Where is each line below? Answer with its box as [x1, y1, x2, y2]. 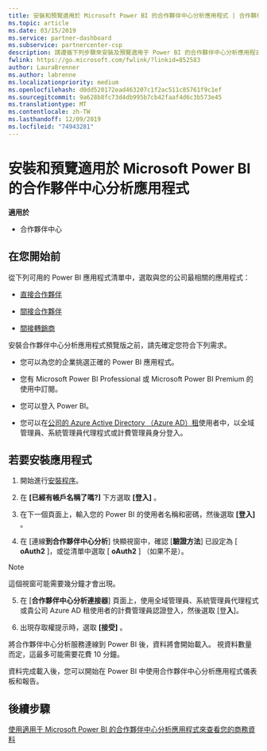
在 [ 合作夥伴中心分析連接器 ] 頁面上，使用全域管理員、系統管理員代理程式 [19, 596, 259, 605]
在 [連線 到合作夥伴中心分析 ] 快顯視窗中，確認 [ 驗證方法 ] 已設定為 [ [19, 537, 238, 546]
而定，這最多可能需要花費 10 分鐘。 [8, 650, 125, 659]
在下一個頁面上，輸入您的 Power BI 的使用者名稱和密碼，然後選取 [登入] [19, 510, 256, 519]
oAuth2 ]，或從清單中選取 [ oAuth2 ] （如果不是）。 [19, 546, 188, 556]
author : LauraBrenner [8, 64, 80, 72]
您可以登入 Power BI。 [19, 401, 94, 410]
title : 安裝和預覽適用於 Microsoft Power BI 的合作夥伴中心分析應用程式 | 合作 [8, 11, 252, 20]
